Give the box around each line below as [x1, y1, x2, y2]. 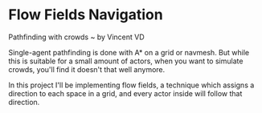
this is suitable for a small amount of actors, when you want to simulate [8, 56, 244, 66]
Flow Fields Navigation [8, 6, 163, 24]
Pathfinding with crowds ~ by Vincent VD [8, 32, 145, 42]
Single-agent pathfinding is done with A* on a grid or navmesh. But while [8, 47, 250, 57]
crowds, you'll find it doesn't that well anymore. [8, 64, 166, 74]
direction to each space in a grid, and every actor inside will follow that [8, 88, 243, 98]
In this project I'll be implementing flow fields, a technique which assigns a [8, 80, 255, 90]
